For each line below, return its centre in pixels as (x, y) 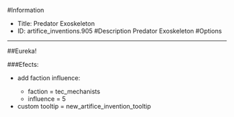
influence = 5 (47, 99)
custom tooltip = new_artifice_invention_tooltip (84, 106)
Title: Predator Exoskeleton (56, 23)
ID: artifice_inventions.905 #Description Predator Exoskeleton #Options (119, 31)
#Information (26, 10)
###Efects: (23, 64)
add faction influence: (49, 78)
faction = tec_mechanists (64, 91)
